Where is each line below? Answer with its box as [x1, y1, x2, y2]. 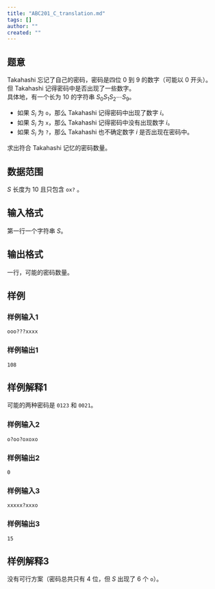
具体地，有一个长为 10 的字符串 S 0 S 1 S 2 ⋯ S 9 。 [7, 93, 136, 103]
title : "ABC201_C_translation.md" [7, 10, 106, 17]
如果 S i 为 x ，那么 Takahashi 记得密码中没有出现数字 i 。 [16, 118, 174, 128]
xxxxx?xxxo [7, 502, 38, 509]
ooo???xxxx [7, 328, 38, 336]
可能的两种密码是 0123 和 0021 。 [7, 401, 97, 410]
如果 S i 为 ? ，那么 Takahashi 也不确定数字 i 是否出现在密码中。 [16, 128, 194, 138]
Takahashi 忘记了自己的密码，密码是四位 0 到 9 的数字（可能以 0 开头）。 [7, 76, 212, 84]
